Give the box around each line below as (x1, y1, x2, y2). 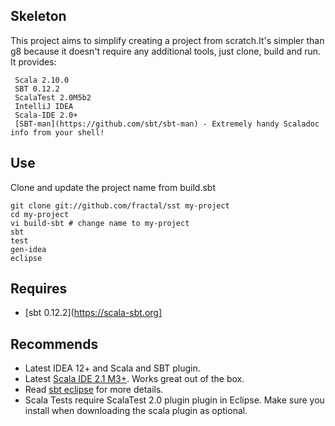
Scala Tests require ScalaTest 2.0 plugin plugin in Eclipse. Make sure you (24, 394, 325, 406)
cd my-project (10, 209, 70, 219)
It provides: (10, 55, 57, 68)
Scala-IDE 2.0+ (14, 110, 78, 120)
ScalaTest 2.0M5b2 (14, 92, 92, 103)
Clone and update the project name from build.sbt (10, 181, 216, 193)
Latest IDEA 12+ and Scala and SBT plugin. (24, 362, 201, 374)
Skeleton (10, 8, 67, 25)
